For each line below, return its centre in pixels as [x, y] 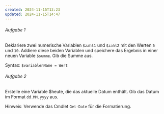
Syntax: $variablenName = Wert [36, 65]
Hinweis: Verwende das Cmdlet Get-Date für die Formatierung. [68, 106]
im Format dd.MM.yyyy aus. [32, 97]
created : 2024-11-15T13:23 [33, 10]
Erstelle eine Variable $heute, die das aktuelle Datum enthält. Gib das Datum [82, 91]
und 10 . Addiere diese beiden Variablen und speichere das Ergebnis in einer [82, 50]
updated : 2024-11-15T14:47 [33, 14]
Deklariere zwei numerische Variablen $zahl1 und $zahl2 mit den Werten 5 [80, 45]
